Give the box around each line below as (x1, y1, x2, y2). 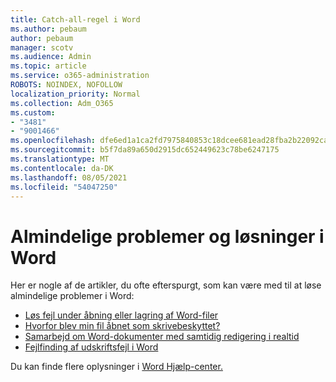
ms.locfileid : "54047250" (10, 182, 118, 192)
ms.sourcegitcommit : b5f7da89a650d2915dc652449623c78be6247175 (10, 145, 280, 155)
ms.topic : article (10, 61, 87, 71)
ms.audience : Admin (10, 52, 92, 62)
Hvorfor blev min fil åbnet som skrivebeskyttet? (24, 320, 221, 332)
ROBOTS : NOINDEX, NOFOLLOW (10, 80, 123, 90)
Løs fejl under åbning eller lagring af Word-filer (24, 309, 219, 321)
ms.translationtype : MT (10, 154, 110, 164)
